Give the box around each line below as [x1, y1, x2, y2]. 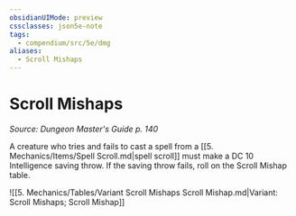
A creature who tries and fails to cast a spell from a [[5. [9, 140, 214, 151]
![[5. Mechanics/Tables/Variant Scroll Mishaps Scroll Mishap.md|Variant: [9, 186, 278, 198]
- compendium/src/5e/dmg [17, 38, 111, 48]
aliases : [9, 47, 42, 56]
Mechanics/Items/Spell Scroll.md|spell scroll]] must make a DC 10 [9, 150, 254, 161]
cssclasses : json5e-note [9, 22, 103, 31]
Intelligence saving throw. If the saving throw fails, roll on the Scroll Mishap [9, 159, 287, 171]
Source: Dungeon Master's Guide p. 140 [9, 123, 159, 134]
